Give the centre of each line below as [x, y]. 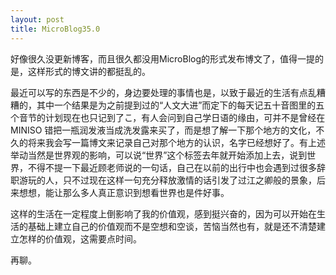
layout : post [37, 19]
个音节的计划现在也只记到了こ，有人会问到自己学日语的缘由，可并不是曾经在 [168, 117]
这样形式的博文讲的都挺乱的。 [89, 71]
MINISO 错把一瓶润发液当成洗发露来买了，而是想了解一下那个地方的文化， [163, 130]
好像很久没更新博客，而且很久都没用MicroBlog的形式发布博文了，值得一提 [162, 58]
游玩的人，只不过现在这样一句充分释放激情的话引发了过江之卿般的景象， [167, 180]
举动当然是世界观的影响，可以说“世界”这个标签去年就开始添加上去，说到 [159, 155]
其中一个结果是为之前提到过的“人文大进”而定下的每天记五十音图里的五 [180, 105]
